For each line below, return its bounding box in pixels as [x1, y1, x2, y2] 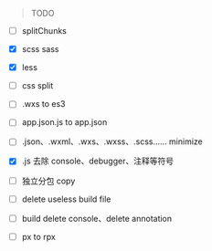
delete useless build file [21, 193, 111, 204]
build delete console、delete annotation [21, 213, 173, 224]
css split [21, 80, 54, 91]
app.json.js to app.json [21, 117, 108, 128]
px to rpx [21, 231, 56, 242]
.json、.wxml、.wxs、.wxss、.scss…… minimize [21, 136, 203, 147]
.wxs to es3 [21, 99, 66, 110]
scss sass [21, 44, 59, 55]
